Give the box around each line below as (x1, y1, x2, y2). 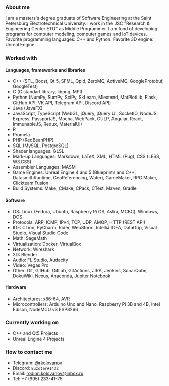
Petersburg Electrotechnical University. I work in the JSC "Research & (5, 20, 150, 26)
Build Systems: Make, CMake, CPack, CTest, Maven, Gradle (12, 185, 137, 191)
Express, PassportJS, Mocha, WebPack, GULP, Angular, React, (12, 116, 143, 122)
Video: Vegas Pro (12, 262, 49, 268)
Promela (12, 132, 30, 138)
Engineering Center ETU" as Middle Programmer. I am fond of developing (5, 26, 158, 32)
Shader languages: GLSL (12, 148, 65, 154)
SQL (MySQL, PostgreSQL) (12, 142, 69, 149)
